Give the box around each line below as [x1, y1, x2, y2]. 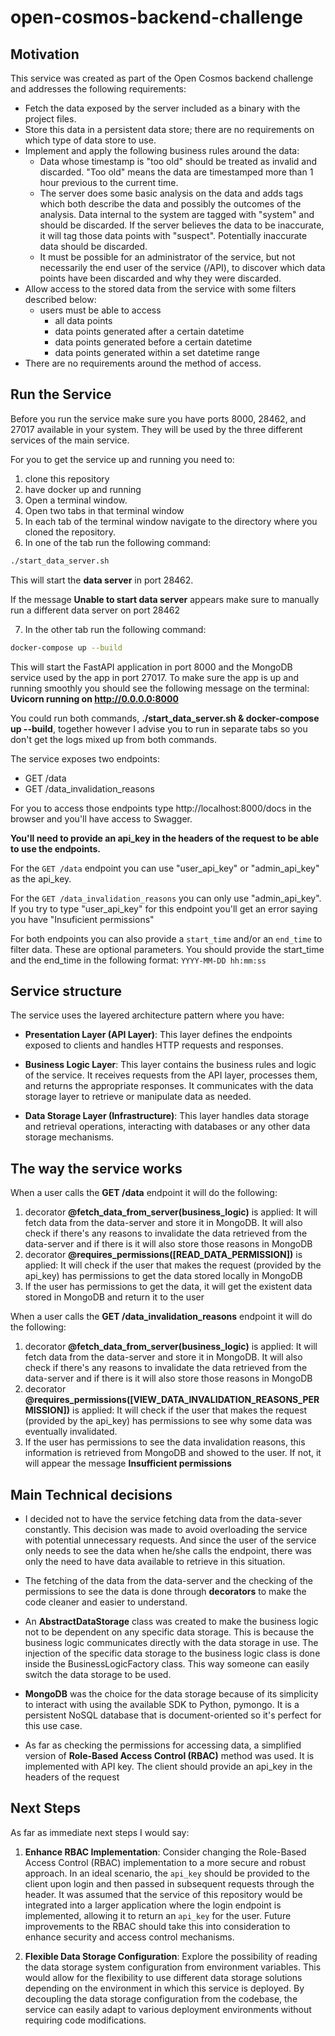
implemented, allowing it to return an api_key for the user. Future [24, 1909, 292, 1921]
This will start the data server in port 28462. [10, 574, 194, 586]
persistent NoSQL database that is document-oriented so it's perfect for [24, 1709, 322, 1721]
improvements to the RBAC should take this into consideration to [24, 1920, 291, 1932]
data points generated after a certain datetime [54, 326, 245, 337]
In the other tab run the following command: [24, 623, 207, 635]
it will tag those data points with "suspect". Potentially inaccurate [39, 230, 308, 241]
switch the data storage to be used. [24, 1669, 172, 1680]
